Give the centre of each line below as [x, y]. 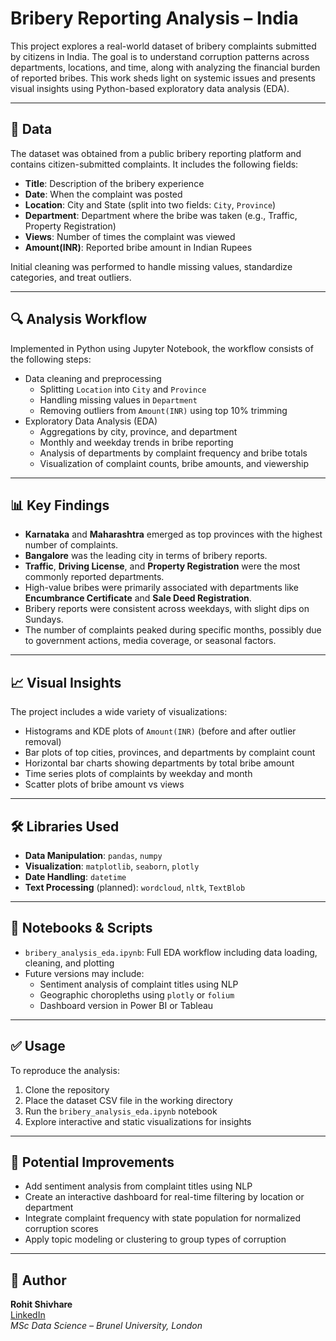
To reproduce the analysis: [65, 1070]
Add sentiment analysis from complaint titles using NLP [138, 1186]
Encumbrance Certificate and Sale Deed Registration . [138, 598]
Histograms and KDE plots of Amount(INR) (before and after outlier [160, 731]
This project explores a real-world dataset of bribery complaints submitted [163, 46]
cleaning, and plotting [69, 963]
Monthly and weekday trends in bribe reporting [136, 442]
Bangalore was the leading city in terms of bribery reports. [146, 556]
